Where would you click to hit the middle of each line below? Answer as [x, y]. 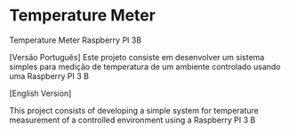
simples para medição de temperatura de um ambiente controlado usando [145, 67]
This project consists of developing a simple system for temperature [134, 110]
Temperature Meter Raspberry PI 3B [76, 40]
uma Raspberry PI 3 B [49, 75]
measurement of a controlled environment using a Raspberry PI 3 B [132, 120]
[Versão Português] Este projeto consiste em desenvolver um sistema [137, 57]
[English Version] [40, 93]
